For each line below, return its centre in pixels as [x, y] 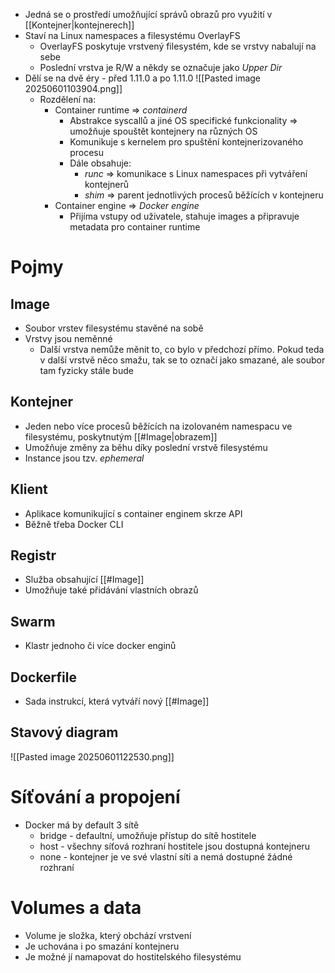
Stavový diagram [64, 732]
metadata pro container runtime [135, 227]
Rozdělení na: [68, 99]
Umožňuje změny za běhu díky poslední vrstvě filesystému [146, 447]
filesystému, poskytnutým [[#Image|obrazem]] [121, 436]
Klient [29, 489]
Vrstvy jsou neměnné [68, 338]
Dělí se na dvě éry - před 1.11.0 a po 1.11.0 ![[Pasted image [143, 78]
